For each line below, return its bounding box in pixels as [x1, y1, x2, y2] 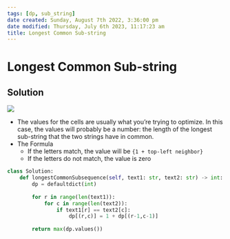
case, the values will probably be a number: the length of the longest [17, 125, 212, 133]
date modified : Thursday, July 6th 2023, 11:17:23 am [7, 23, 165, 30]
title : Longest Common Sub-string [7, 29, 107, 37]
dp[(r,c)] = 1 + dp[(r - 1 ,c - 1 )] [68, 213, 158, 220]
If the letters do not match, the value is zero [27, 155, 151, 163]
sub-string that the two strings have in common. [17, 133, 154, 141]
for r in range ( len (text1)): [32, 193, 116, 200]
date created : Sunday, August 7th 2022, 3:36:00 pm [7, 17, 158, 23]
